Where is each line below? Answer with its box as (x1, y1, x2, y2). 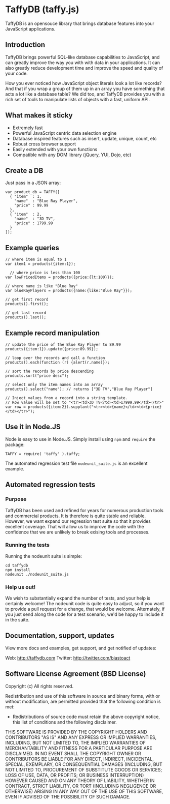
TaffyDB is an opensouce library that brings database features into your (5, 20, 155, 26)
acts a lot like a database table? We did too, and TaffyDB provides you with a (5, 91, 165, 97)
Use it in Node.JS (5, 423, 61, 431)
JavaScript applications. (5, 25, 56, 32)
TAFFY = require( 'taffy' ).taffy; (5, 451, 80, 456)
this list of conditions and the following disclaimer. (12, 719, 117, 725)
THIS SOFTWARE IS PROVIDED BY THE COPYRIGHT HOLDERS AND (5, 729, 148, 735)
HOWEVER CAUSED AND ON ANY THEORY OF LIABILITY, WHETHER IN (5, 777, 155, 784)
